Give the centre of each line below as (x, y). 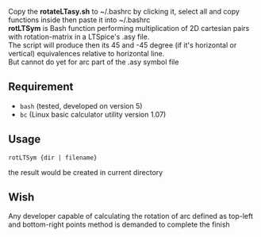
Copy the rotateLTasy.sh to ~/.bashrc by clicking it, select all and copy (124, 11)
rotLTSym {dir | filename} (53, 158)
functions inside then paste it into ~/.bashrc (79, 20)
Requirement (41, 87)
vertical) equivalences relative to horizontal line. (86, 54)
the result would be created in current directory (86, 172)
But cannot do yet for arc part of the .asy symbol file (94, 62)
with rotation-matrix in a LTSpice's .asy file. (79, 36)
